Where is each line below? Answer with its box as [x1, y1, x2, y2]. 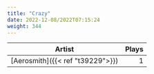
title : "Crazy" [7, 10, 51, 17]
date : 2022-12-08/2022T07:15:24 [7, 16, 100, 23]
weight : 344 [7, 23, 41, 29]
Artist [55, 45, 75, 54]
